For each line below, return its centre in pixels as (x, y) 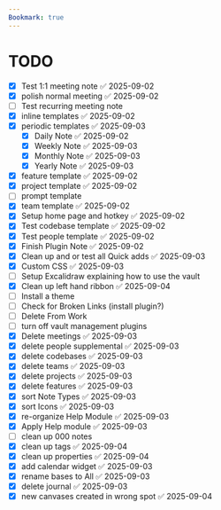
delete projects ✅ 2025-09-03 (76, 376)
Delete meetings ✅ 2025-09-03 (79, 336)
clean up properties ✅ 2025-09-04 (85, 456)
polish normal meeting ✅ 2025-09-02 (90, 96)
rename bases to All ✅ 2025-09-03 (85, 476)
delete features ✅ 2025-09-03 (77, 386)
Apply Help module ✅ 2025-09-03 (84, 426)
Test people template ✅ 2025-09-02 (88, 236)
